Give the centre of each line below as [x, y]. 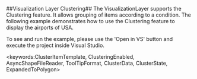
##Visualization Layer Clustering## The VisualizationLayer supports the [94, 9]
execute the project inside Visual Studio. [55, 45]
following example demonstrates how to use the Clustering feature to [90, 21]
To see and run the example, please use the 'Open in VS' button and [90, 39]
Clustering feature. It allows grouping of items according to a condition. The [99, 15]
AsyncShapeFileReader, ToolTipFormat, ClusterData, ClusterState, [87, 63]
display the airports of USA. [40, 27]
